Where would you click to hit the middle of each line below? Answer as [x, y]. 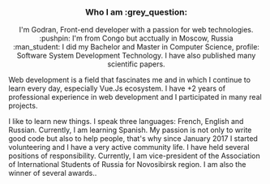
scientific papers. [136, 64]
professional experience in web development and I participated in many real [135, 97]
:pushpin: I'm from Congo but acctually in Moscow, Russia [136, 38]
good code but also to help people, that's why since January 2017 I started [133, 139]
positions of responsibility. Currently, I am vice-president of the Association [135, 156]
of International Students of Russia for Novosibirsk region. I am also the [127, 165]
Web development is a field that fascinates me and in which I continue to [130, 80]
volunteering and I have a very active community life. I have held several [129, 148]
